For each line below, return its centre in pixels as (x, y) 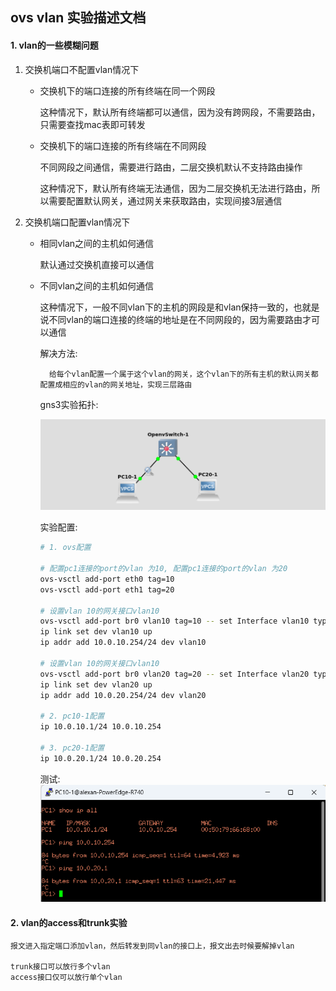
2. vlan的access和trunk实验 (69, 922)
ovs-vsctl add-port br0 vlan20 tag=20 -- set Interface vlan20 (174, 674)
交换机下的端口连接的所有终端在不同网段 (123, 145)
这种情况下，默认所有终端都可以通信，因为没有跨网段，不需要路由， (180, 112)
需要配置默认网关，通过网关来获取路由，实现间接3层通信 (165, 200)
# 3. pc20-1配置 (72, 748)
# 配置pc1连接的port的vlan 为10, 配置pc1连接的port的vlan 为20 (163, 569)
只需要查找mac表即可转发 (92, 124)
